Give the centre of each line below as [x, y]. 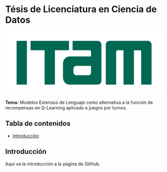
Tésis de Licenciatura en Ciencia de [81, 9]
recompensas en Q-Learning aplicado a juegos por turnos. [66, 107]
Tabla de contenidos [38, 124]
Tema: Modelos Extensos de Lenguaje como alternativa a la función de [79, 102]
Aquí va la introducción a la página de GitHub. [53, 164]
